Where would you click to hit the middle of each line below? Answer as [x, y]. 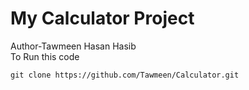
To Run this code [45, 56]
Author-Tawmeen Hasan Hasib [73, 46]
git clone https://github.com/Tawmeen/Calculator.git [125, 75]
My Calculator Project [102, 18]
